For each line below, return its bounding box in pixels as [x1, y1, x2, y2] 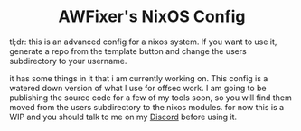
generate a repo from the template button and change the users [9, 45, 247, 56]
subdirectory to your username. [9, 55, 127, 66]
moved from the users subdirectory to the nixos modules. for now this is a [9, 101, 285, 112]
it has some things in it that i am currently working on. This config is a [9, 72, 268, 83]
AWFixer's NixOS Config [58, 6, 246, 27]
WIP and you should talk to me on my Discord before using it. [9, 111, 238, 122]
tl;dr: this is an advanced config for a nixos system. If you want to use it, [9, 36, 277, 47]
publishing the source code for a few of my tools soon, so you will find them [9, 92, 292, 103]
